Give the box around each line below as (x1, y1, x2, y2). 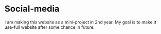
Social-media (4, 3, 60, 14)
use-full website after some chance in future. (4, 24, 95, 30)
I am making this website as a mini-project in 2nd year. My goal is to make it (4, 19, 157, 25)
